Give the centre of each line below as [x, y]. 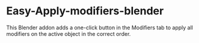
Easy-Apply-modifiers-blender [85, 11]
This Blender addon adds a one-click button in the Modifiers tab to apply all [100, 27]
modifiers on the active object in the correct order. [69, 33]
